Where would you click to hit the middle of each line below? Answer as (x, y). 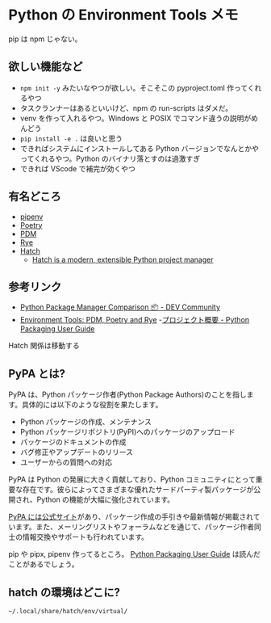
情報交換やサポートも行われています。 (85, 537)
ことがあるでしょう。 (44, 564)
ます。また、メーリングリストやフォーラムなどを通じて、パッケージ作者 (135, 527)
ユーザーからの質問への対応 (66, 462)
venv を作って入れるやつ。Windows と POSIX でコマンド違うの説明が (135, 118)
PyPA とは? (37, 374)
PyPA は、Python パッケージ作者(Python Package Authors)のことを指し (128, 394)
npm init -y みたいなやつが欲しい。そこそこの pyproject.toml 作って (134, 87)
